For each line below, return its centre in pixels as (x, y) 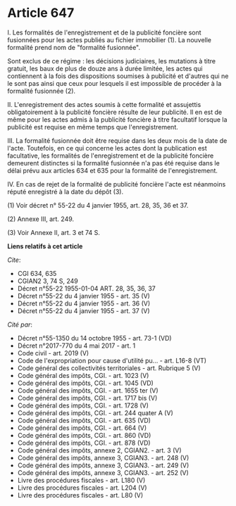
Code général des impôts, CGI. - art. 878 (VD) (84, 443)
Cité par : (20, 324)
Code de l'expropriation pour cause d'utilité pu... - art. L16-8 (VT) (112, 360)
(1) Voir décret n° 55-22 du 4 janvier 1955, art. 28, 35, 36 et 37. (98, 205)
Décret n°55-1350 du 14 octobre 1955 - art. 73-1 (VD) (94, 338)
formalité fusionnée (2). (42, 91)
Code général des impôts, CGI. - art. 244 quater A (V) (95, 412)
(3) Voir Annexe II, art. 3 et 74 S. (54, 232)
